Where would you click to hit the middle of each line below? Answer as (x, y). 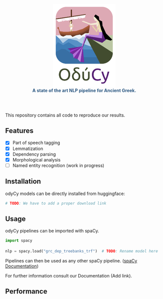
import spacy (19, 241)
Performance (26, 291)
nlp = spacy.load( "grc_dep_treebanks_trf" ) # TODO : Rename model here (81, 251)
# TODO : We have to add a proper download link (56, 203)
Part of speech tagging (36, 143)
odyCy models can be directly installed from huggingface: (65, 193)
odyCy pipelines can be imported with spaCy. (52, 231)
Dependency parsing (34, 154)
